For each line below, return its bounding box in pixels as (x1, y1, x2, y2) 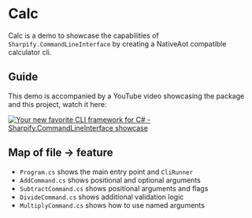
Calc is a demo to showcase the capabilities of (8, 31, 159, 40)
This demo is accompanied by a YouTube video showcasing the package (8, 91, 245, 101)
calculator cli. (8, 47, 52, 57)
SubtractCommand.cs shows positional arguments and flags (19, 183, 209, 193)
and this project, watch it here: (8, 99, 107, 109)
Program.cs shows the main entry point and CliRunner (19, 167, 194, 176)
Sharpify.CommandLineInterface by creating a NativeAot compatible (8, 39, 227, 48)
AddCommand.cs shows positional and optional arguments (19, 175, 201, 185)
